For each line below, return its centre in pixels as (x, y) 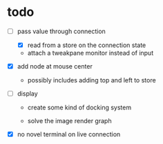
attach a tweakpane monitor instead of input (90, 53)
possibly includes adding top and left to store (92, 80)
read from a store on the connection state (87, 45)
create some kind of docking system (79, 107)
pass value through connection (61, 31)
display (27, 93)
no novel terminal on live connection (69, 134)
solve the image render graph (69, 121)
